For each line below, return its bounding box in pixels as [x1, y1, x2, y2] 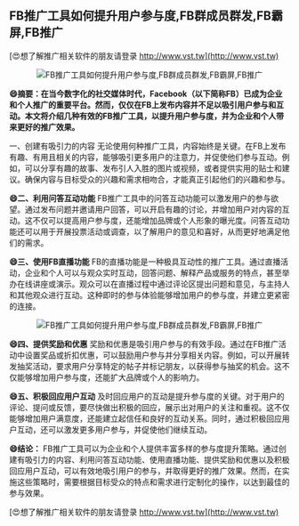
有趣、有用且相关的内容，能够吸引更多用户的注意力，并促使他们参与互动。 [9, 151, 282, 162]
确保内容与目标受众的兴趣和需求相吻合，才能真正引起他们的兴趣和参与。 [24, 174, 290, 184]
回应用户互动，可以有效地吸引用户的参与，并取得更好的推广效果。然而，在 [9, 465, 282, 476]
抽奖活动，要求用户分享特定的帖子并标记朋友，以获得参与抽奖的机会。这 [16, 360, 282, 371]
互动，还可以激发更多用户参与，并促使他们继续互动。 [16, 424, 212, 434]
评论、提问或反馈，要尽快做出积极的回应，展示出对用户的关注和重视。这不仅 [9, 401, 290, 412]
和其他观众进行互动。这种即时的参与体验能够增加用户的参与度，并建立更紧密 [9, 289, 290, 300]
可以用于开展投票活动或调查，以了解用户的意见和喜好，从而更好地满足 [24, 226, 282, 237]
